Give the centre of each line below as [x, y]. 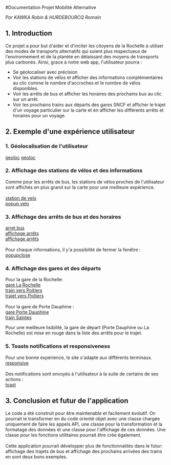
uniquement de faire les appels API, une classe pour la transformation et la [84, 424]
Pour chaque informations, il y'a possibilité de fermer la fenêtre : [73, 250]
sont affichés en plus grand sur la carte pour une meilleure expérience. [80, 187]
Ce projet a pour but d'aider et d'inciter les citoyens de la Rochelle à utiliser [84, 46]
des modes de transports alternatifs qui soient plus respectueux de [76, 51]
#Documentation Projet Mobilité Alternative [51, 7]
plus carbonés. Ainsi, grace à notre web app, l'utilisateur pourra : [74, 62]
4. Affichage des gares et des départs [53, 268]
